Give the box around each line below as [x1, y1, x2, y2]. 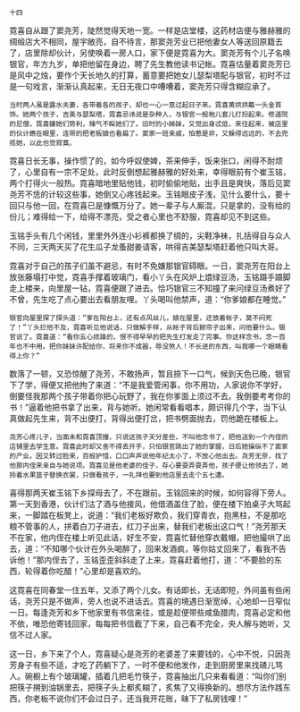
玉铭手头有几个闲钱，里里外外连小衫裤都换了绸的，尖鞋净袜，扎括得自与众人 [9, 231, 291, 241]
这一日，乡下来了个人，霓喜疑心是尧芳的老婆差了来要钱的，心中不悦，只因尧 [9, 648, 291, 659]
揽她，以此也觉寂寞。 [9, 139, 76, 148]
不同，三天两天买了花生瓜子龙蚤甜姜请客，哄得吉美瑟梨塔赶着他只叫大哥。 [9, 242, 283, 252]
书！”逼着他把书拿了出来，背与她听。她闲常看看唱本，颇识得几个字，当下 [9, 402, 279, 412]
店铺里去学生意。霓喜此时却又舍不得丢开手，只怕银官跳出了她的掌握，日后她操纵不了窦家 [9, 442, 288, 451]
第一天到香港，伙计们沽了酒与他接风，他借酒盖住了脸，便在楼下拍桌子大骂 [9, 499, 283, 509]
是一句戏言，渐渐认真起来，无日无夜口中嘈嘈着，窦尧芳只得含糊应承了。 [9, 81, 275, 91]
